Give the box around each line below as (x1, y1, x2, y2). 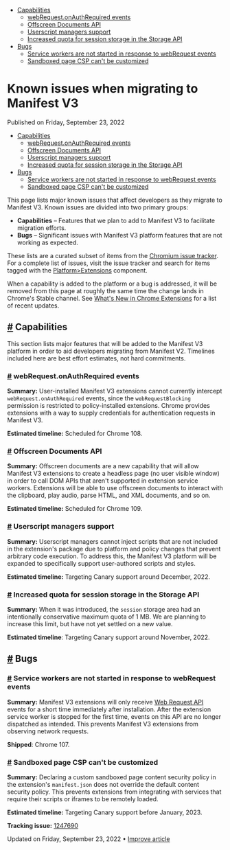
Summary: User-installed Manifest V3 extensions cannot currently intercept (7, 387, 222, 395)
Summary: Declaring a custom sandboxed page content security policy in (7, 772, 216, 781)
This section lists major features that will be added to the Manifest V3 (7, 339, 203, 347)
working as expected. (16, 238, 79, 246)
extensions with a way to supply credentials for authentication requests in (7, 409, 216, 417)
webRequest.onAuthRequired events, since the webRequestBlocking (7, 394, 191, 402)
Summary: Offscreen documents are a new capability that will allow (7, 462, 199, 470)
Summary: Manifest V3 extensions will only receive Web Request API (7, 698, 204, 706)
